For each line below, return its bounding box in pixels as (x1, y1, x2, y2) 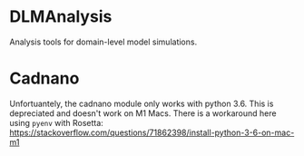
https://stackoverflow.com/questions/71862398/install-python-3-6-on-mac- (9, 127, 295, 138)
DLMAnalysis (9, 6, 113, 27)
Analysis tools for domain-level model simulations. (9, 36, 198, 47)
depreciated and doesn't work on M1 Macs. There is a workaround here (9, 107, 277, 119)
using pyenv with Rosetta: (9, 117, 104, 128)
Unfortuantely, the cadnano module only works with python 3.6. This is (9, 98, 274, 109)
